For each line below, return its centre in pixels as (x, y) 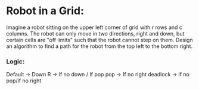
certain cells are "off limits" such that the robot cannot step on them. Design (99, 40)
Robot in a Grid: (45, 11)
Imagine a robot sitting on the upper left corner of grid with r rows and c (94, 27)
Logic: (15, 62)
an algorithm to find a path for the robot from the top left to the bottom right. (99, 46)
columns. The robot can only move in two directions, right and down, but (95, 33)
